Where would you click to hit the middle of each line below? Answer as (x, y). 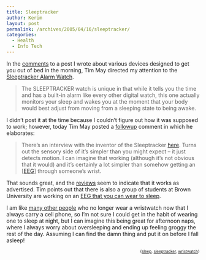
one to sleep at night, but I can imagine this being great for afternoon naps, (101, 221)
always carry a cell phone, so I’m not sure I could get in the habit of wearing (102, 214)
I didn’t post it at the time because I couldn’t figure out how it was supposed (102, 120)
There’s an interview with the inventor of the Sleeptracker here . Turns (109, 145)
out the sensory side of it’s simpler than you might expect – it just (103, 151)
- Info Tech (27, 47)
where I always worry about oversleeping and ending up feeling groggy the (101, 227)
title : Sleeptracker (33, 12)
